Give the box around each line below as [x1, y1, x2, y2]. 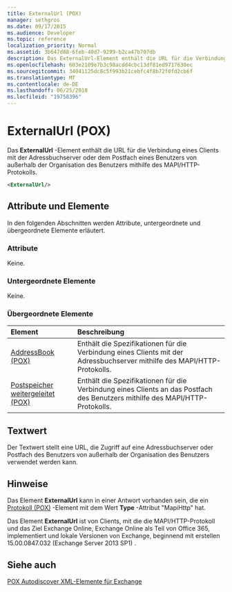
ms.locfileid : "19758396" [7, 94, 81, 101]
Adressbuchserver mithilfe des [77, 356, 177, 366]
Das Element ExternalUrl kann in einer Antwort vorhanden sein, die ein [7, 496, 209, 504]
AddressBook [10, 347, 55, 357]
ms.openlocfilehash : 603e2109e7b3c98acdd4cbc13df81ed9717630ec [7, 61, 193, 68]
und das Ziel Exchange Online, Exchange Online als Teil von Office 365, [7, 524, 211, 533]
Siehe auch [7, 559, 57, 571]
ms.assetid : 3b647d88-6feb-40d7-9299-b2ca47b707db [7, 49, 156, 56]
